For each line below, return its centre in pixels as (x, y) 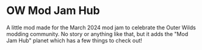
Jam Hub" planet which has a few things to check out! (74, 40)
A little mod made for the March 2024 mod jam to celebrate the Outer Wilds (101, 27)
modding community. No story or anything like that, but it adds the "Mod (97, 34)
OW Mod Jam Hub (53, 11)
